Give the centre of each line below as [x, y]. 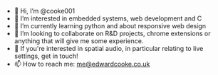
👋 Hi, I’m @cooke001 [45, 11]
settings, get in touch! [46, 56]
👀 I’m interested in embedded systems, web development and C [108, 18]
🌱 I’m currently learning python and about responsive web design [110, 26]
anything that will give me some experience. [79, 41]
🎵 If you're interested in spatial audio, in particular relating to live [109, 48]
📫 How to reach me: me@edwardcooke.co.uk [82, 64]
